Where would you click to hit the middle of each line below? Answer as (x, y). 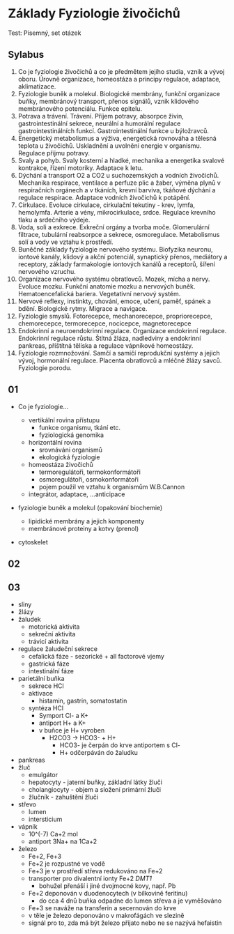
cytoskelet (33, 542)
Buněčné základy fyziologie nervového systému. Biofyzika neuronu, (115, 249)
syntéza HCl (46, 708)
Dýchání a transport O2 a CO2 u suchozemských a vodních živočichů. (118, 175)
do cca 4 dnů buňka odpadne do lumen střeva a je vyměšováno (130, 901)
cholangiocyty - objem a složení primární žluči (95, 789)
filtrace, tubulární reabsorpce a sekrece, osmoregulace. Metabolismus (119, 234)
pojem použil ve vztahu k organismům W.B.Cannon (112, 487)
